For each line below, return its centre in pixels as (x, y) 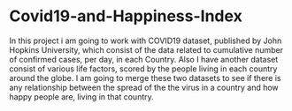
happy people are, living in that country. (82, 96)
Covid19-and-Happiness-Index (126, 16)
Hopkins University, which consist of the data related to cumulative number (146, 49)
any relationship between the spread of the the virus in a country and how (144, 87)
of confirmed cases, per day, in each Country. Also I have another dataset (144, 59)
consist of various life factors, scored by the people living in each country (143, 69)
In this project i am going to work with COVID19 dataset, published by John (146, 41)
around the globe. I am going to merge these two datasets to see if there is (145, 78)
